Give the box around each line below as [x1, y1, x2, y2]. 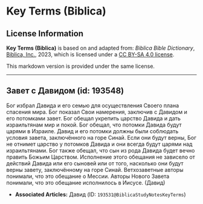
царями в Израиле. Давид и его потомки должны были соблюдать [6, 127, 179, 134]
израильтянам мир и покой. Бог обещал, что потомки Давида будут [6, 121, 182, 128]
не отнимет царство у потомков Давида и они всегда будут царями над [6, 140, 193, 148]
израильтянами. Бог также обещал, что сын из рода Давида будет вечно [6, 146, 195, 154]
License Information [6, 28, 83, 39]
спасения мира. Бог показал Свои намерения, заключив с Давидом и [6, 108, 187, 116]
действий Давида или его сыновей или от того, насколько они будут [6, 159, 184, 167]
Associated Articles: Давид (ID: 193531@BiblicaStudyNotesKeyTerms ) [14, 191, 186, 198]
